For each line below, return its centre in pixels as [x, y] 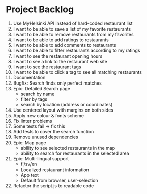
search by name [38, 94]
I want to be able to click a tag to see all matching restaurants [77, 72]
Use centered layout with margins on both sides [63, 110]
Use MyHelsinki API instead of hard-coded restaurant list [73, 23]
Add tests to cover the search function [53, 131]
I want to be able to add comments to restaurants [65, 45]
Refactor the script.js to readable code [53, 186]
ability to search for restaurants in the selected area [75, 153]
